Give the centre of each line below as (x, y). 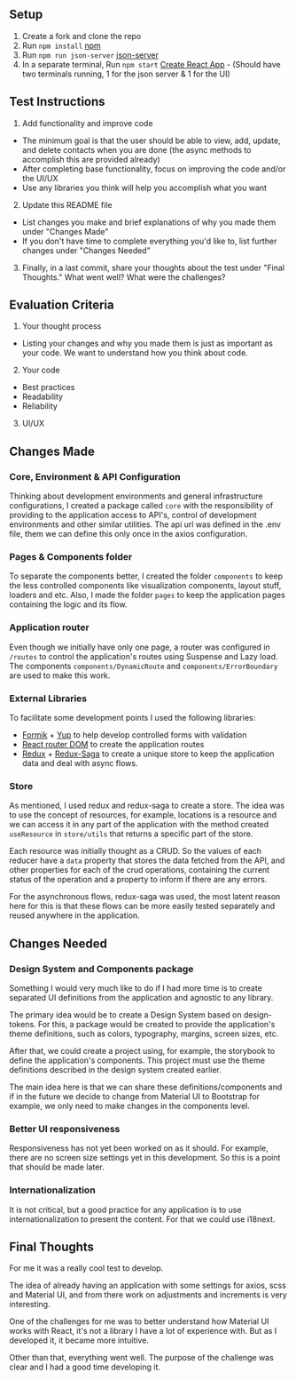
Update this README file (67, 204)
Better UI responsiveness (65, 1129)
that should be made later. (57, 1167)
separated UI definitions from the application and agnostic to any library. (141, 998)
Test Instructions (57, 102)
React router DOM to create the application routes (113, 745)
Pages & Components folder (71, 557)
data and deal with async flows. (80, 763)
